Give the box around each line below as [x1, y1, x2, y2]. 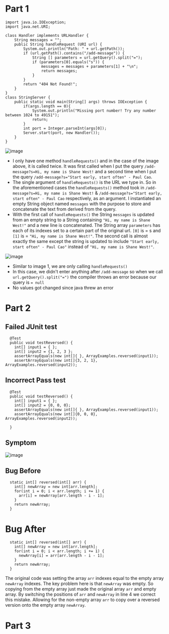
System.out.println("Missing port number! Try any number [32, 108, 156, 113]
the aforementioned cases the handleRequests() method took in [12, 184, 145, 190]
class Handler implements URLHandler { [5, 33, 89, 38]
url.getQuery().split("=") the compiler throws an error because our [12, 274, 157, 280]
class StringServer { [5, 94, 51, 100]
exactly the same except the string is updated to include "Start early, [12, 238, 159, 244]
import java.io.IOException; [5, 20, 66, 25]
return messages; [41, 68, 78, 73]
